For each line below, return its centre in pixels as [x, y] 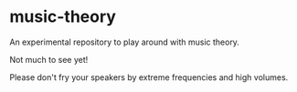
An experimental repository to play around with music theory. [125, 42]
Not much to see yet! [49, 59]
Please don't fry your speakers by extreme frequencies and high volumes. [149, 77]
